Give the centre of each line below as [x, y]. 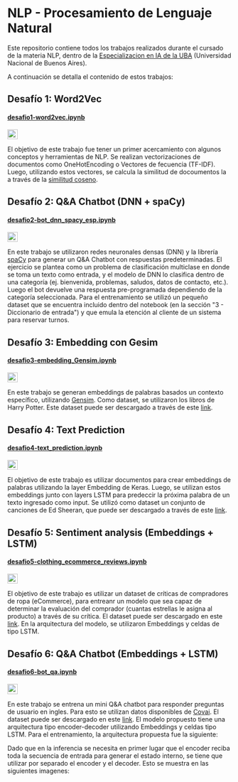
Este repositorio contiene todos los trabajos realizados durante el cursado [115, 48]
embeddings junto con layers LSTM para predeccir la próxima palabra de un [119, 495]
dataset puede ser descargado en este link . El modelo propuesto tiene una [117, 719]
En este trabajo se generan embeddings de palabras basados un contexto [115, 392]
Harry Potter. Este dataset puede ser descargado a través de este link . [110, 407]
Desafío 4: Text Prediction [66, 430]
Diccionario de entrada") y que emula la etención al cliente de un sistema [114, 312]
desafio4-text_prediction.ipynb [55, 448]
